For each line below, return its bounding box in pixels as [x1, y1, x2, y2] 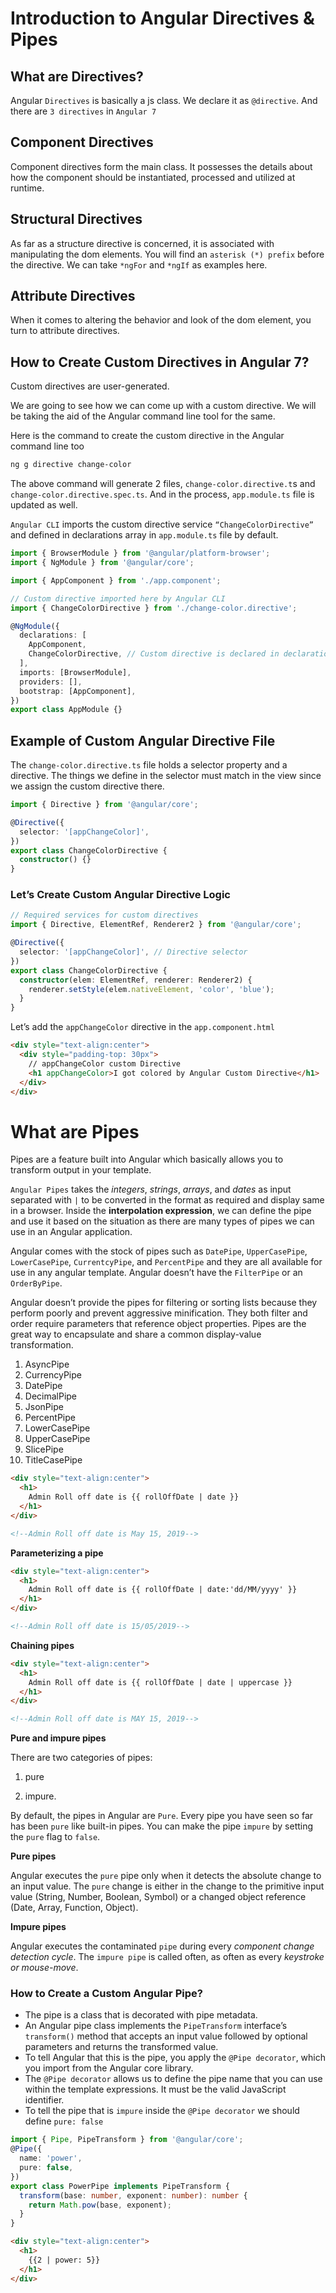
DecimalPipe [24, 1390, 78, 1402]
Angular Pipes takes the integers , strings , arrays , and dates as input [10, 1183, 292, 1196]
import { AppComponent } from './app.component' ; [10, 575, 222, 586]
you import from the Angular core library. [24, 2062, 194, 2074]
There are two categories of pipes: [10, 1752, 153, 1764]
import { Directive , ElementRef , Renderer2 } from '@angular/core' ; [10, 920, 302, 930]
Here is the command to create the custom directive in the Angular [10, 430, 285, 442]
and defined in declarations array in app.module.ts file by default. [10, 529, 279, 541]
